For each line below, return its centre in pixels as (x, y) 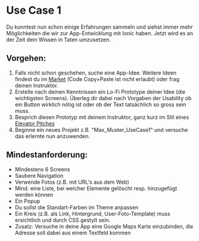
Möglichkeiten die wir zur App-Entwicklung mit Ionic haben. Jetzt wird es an (100, 33)
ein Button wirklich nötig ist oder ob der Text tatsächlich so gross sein (100, 104)
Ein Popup (27, 201)
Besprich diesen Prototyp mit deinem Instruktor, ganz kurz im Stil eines (102, 117)
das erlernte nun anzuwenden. (52, 136)
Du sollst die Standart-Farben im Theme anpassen (77, 207)
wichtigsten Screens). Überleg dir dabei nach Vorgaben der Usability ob (103, 98)
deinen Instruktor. (36, 85)
